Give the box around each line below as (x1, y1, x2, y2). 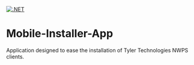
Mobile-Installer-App (6, 27, 114, 40)
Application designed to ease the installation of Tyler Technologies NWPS (6, 46, 189, 54)
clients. (6, 53, 25, 60)
